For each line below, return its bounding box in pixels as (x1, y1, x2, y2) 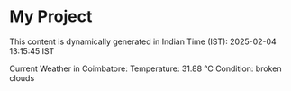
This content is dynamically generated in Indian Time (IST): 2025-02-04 (9, 36, 277, 47)
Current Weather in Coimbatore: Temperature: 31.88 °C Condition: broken (9, 63, 282, 74)
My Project (9, 6, 93, 27)
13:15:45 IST (9, 45, 55, 56)
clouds (9, 72, 35, 83)
